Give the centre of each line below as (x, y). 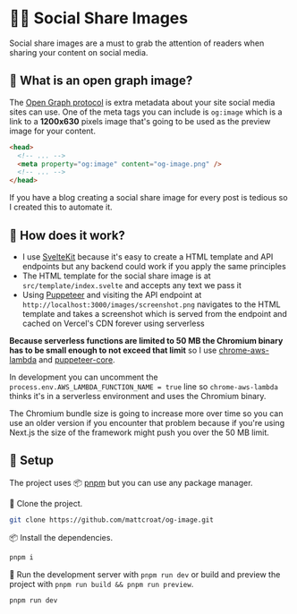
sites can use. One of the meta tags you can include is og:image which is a (146, 112)
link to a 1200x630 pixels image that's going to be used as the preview (140, 121)
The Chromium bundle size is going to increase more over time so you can (146, 413)
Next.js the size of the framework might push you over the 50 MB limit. (140, 432)
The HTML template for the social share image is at (117, 276)
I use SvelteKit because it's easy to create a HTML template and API (148, 256)
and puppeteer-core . (77, 359)
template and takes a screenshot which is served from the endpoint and (155, 313)
